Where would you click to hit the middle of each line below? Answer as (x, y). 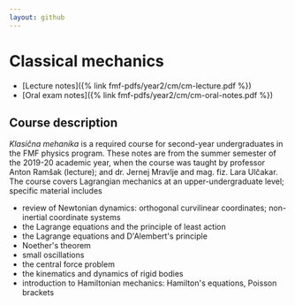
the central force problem (68, 264)
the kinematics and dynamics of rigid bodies (102, 274)
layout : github (37, 17)
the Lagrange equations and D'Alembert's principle (114, 236)
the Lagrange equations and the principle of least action (124, 227)
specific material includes (56, 191)
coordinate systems (85, 217)
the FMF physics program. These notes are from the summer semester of (143, 153)
